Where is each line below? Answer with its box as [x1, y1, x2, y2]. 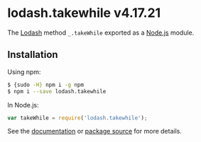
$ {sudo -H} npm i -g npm [7, 81, 84, 88]
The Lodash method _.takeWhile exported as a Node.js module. [7, 28, 195, 37]
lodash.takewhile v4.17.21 [7, 5, 161, 21]
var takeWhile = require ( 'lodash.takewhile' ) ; [7, 114, 148, 122]
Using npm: [7, 67, 41, 76]
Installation [7, 49, 58, 61]
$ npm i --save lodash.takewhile [7, 88, 107, 95]
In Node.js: [7, 100, 39, 109]
